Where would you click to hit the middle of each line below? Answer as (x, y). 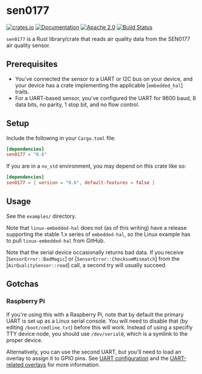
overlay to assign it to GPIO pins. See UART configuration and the (87, 358)
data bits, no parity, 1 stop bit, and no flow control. (77, 104)
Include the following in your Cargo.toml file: (61, 138)
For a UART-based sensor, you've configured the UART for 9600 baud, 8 (105, 98)
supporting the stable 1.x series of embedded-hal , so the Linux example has (99, 234)
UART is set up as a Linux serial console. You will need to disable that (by (97, 321)
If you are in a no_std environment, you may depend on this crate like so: (96, 166)
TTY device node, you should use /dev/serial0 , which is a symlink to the (97, 334)
